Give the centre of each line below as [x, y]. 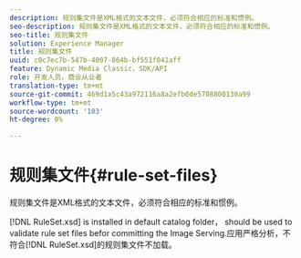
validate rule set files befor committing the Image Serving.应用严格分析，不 [150, 233]
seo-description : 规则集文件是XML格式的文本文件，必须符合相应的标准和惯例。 [142, 26]
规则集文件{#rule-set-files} [114, 175]
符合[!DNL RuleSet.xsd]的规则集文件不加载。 [93, 245]
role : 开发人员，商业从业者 [56, 77]
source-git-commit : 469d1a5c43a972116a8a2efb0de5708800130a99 [130, 94]
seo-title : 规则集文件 [49, 35]
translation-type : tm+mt [57, 86]
